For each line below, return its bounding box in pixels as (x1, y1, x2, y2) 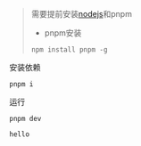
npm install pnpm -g (30, 45, 108, 54)
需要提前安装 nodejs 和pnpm (30, 9, 132, 19)
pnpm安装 (44, 28, 82, 38)
